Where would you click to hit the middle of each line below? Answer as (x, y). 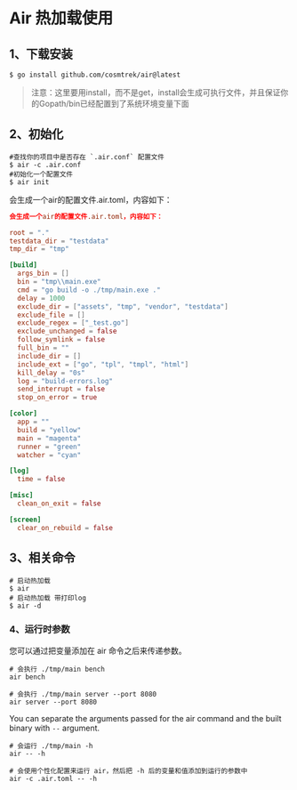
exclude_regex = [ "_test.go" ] (73, 323)
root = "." (29, 232)
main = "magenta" (49, 438)
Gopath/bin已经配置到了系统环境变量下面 (114, 104)
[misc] (21, 496)
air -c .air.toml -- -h (53, 778)
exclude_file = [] (52, 315)
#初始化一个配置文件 (41, 174)
